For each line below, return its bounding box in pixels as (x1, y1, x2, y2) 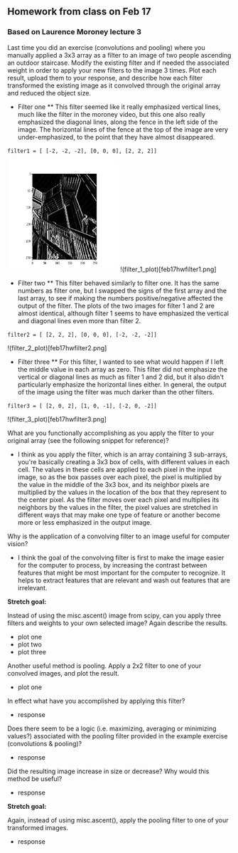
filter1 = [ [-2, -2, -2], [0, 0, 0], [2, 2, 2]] (7, 147, 158, 155)
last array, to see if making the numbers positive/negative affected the (17, 293, 224, 302)
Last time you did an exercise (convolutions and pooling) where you (7, 43, 206, 52)
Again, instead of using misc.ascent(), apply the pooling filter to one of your (7, 815, 229, 825)
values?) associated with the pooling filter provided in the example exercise (7, 731, 228, 740)
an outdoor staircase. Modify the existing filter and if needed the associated (7, 58, 229, 67)
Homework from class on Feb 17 (7, 6, 151, 18)
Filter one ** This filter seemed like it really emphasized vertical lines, (17, 103, 221, 111)
